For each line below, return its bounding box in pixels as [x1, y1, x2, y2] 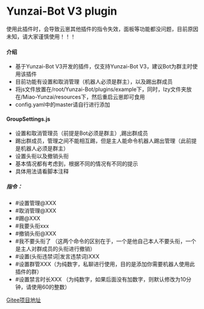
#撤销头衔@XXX [15, 230, 57, 238]
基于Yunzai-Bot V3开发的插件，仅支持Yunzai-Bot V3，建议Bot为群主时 [15, 63, 193, 70]
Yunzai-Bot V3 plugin [6, 4, 118, 18]
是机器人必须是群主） [15, 145, 69, 152]
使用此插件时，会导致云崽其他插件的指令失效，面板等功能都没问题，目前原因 [6, 25, 199, 32]
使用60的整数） [31, 283, 71, 291]
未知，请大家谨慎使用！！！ [6, 32, 76, 40]
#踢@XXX [15, 215, 41, 222]
